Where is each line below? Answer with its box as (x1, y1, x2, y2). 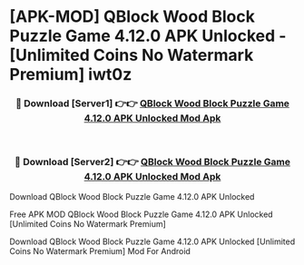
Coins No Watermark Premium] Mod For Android (9, 245, 191, 256)
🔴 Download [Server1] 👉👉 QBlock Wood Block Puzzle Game (15, 97, 290, 110)
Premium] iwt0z (9, 64, 132, 85)
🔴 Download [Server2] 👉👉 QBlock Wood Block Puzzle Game (15, 156, 290, 169)
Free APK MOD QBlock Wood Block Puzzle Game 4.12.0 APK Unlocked (9, 209, 274, 220)
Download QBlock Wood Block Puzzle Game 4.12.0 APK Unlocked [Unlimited (9, 236, 296, 247)
